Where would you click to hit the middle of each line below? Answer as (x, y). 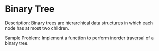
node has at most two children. (37, 28)
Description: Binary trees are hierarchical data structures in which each (79, 23)
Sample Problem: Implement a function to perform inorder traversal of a (79, 38)
